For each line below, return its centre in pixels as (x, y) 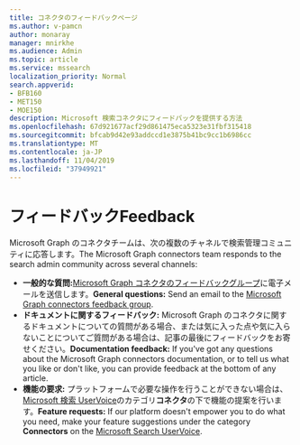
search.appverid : (42, 85)
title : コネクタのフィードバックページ (73, 18)
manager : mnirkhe (42, 43)
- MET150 (26, 102)
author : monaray (40, 34)
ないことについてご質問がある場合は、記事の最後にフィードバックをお (153, 338)
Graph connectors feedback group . (88, 304)
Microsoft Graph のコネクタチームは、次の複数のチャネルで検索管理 (135, 243)
